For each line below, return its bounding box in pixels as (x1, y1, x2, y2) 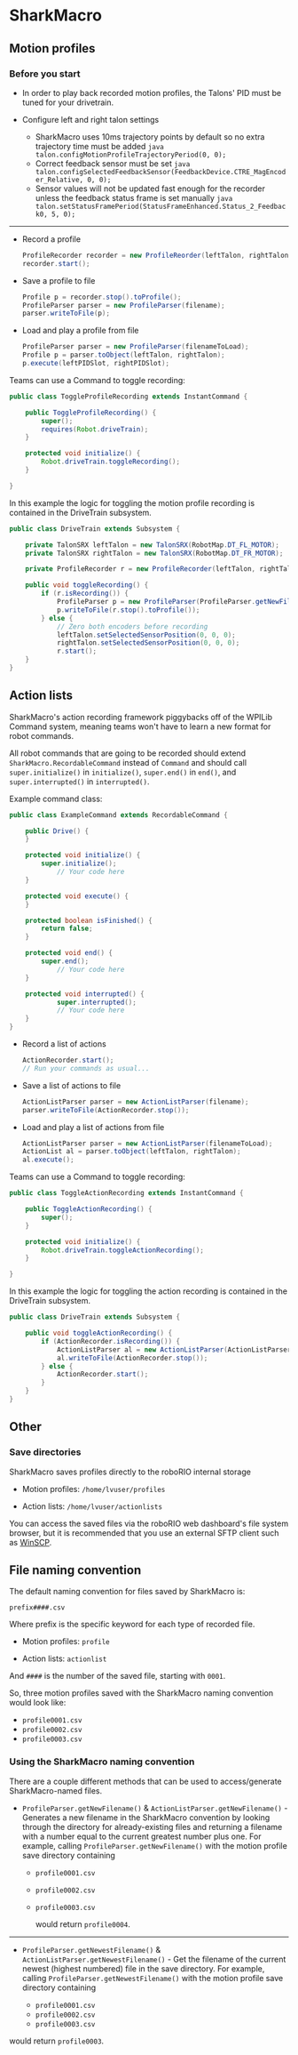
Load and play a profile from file (21, 325, 139, 336)
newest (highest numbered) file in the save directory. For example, (21, 1963, 265, 1974)
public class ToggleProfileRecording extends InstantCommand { (9, 392, 248, 401)
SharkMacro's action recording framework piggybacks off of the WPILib (9, 711, 273, 722)
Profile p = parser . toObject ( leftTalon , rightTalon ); (21, 350, 225, 360)
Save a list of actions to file (21, 1080, 122, 1090)
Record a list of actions (21, 1039, 106, 1049)
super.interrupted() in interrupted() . (9, 775, 150, 787)
